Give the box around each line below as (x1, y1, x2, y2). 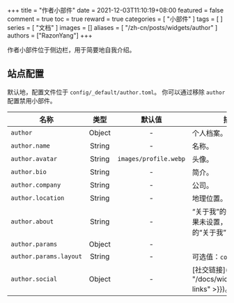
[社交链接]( (192, 265, 228, 274)
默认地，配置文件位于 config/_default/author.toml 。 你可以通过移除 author (7, 88, 226, 96)
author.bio (10, 168, 47, 176)
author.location (10, 194, 65, 202)
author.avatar (10, 155, 58, 162)
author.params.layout (10, 252, 82, 260)
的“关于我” (192, 227, 226, 237)
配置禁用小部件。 (7, 96, 56, 104)
